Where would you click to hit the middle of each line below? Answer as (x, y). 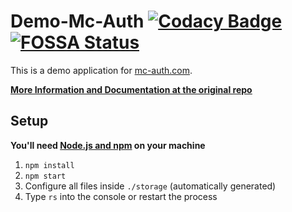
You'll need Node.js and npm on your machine (108, 145)
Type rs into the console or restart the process (121, 196)
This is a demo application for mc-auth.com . (101, 70)
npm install (49, 165)
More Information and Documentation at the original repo (131, 89)
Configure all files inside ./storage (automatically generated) (150, 186)
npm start (45, 176)
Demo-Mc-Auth (77, 21)
